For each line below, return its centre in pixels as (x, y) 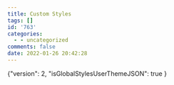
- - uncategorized (41, 40)
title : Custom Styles (40, 14)
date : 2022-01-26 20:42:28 (47, 54)
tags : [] (20, 21)
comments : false (31, 47)
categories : (25, 34)
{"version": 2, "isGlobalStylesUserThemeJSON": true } (87, 73)
